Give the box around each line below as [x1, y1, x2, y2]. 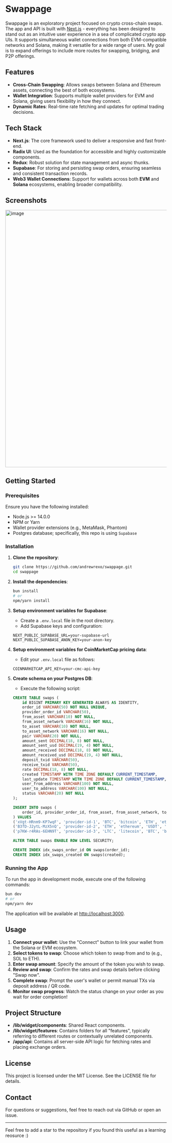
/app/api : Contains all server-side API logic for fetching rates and [12, 1039, 151, 1045]
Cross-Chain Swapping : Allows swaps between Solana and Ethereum [12, 81, 161, 87]
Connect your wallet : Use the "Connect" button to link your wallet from [12, 939, 164, 945]
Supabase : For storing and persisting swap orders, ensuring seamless [12, 165, 161, 171]
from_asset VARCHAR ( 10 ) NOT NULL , [22, 714, 96, 719]
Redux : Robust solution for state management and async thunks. [12, 159, 150, 165]
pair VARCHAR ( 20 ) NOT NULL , [22, 733, 82, 738]
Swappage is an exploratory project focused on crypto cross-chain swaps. [5, 20, 163, 26]
